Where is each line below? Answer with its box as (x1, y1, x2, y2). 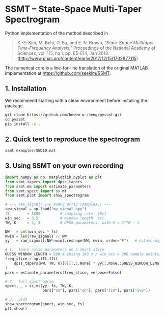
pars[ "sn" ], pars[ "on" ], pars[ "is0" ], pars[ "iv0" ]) (42, 288, 151, 293)
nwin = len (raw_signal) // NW (5, 234, 67, 239)
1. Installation (5, 85, 47, 93)
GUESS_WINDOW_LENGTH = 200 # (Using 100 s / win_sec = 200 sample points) (5, 252, 162, 257)
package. (5, 102, 24, 109)
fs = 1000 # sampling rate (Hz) (5, 211, 107, 216)
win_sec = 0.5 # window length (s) (5, 216, 105, 221)
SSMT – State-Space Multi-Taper (5, 3, 142, 15)
